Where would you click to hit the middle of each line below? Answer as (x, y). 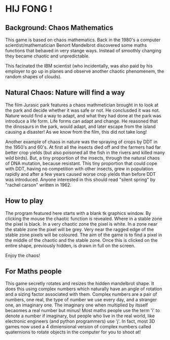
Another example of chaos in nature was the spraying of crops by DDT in (81, 142)
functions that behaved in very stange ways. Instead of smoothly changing (83, 51)
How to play (24, 201)
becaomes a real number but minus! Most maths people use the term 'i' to (82, 311)
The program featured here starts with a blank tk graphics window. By (78, 213)
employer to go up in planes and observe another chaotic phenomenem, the (85, 71)
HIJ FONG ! (29, 9)
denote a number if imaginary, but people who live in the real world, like (80, 316)
